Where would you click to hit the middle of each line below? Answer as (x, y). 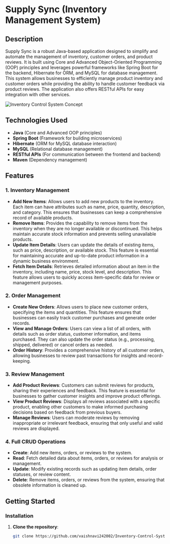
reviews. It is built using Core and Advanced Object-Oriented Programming (84, 62)
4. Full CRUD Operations (36, 442)
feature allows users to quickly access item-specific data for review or (86, 277)
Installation (20, 515)
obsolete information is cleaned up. (49, 485)
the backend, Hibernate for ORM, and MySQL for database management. (81, 73)
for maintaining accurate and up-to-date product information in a (80, 255)
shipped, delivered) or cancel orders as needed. (63, 344)
